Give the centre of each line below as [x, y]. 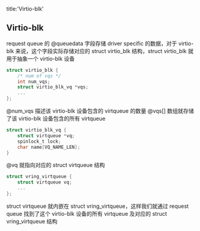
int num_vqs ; [34, 82]
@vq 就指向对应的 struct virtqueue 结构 [56, 165]
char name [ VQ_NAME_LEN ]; [49, 147]
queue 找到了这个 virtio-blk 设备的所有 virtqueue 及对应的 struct [87, 213]
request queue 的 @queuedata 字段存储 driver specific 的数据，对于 [92, 43]
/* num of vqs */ [39, 76]
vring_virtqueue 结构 [32, 221]
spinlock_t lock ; [39, 141]
